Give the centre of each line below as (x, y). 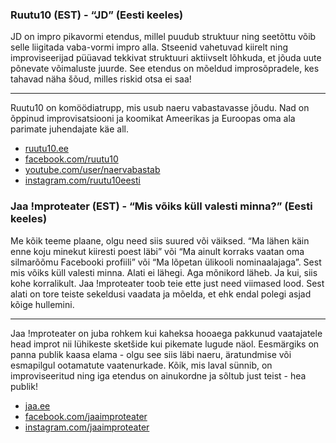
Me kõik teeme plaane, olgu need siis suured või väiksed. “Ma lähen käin (160, 240)
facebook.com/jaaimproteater (86, 416)
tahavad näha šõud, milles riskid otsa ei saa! (101, 79)
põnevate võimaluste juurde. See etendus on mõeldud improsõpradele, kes (165, 69)
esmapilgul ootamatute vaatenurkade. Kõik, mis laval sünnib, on (141, 365)
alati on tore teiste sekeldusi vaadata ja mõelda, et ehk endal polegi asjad (161, 294)
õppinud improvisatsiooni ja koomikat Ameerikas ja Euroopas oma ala (153, 119)
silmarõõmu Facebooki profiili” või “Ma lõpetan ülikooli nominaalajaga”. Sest (166, 262)
